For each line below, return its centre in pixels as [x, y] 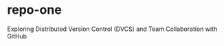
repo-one [34, 10]
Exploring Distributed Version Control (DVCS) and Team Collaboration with [112, 29]
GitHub [17, 36]
